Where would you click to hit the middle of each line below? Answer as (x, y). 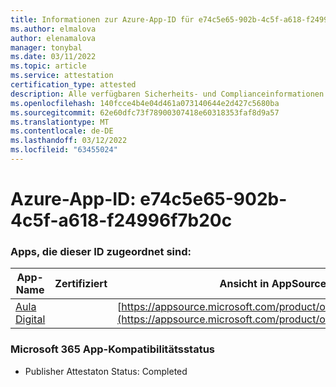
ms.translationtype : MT (60, 122)
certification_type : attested (73, 85)
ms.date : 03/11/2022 (53, 57)
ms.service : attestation (62, 76)
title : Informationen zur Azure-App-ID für (102, 19)
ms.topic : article (48, 66)
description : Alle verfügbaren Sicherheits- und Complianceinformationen (167, 94)
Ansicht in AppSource (273, 284)
